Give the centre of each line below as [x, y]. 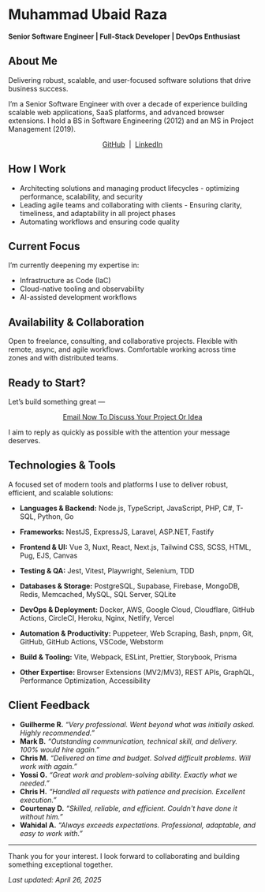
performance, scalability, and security [81, 196]
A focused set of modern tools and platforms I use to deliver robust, [118, 484]
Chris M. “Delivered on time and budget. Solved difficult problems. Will [135, 758]
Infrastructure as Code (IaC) [65, 281]
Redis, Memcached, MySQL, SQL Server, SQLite [98, 594]
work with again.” [48, 766]
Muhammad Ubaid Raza [88, 15]
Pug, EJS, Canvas [49, 555]
